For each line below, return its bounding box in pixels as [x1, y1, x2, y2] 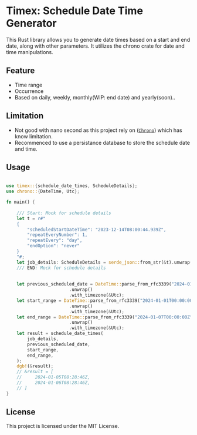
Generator [6, 16, 57, 30]
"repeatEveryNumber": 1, [27, 232, 88, 238]
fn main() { [6, 199, 35, 205]
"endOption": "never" [27, 243, 80, 249]
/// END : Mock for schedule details [16, 265, 107, 271]
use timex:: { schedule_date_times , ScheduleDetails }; [6, 183, 138, 189]
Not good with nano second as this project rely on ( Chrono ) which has [14, 127, 183, 134]
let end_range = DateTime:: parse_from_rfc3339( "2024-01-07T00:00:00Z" [16, 314, 193, 320]
